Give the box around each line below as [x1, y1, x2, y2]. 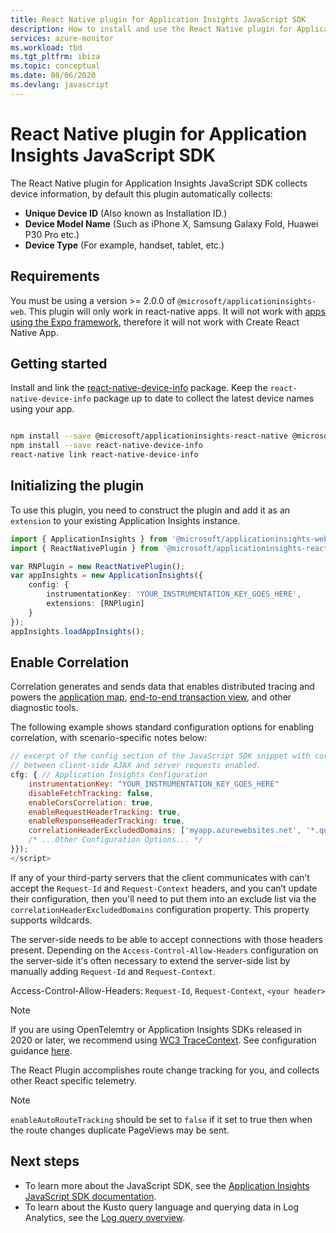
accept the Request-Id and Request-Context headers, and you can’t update [10, 882, 318, 894]
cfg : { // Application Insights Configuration [10, 770, 208, 780]
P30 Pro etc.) [24, 228, 80, 240]
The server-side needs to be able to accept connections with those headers [10, 933, 323, 945]
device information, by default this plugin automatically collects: [10, 187, 273, 200]
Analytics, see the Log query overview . [24, 1211, 186, 1223]
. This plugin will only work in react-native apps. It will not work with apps [23, 305, 326, 317]
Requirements [10, 268, 100, 285]
